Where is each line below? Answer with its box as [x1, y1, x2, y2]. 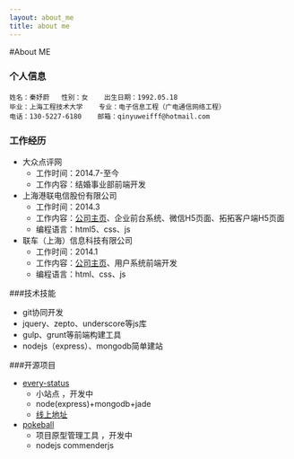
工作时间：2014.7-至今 [35, 168, 119, 179]
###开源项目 [9, 360, 56, 371]
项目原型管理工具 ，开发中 [35, 430, 133, 441]
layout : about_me [9, 13, 74, 22]
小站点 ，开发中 [35, 388, 94, 400]
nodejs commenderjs [35, 440, 115, 451]
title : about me [9, 22, 70, 31]
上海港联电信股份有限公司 [22, 190, 117, 201]
